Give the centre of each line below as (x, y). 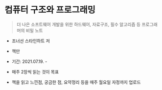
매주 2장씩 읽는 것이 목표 (35, 72)
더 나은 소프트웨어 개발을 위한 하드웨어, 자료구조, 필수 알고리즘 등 (78, 24)
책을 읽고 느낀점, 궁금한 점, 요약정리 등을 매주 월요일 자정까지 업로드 (76, 82)
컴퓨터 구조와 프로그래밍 (50, 10)
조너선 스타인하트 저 (31, 41)
